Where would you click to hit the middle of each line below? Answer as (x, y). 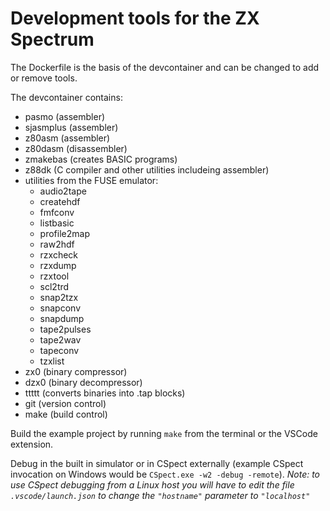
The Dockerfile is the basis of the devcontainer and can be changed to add (165, 67)
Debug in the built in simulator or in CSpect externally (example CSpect (157, 463)
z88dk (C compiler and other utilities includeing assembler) (147, 169)
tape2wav (60, 339)
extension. (32, 444)
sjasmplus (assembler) (71, 127)
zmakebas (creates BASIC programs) (101, 159)
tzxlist (52, 361)
